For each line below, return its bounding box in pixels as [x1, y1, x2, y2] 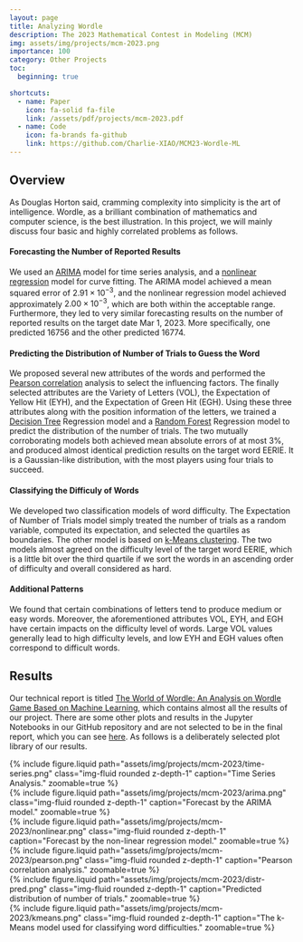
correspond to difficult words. [9, 642, 120, 653]
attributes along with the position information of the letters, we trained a [9, 407, 278, 418]
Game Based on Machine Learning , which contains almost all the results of [9, 702, 288, 713]
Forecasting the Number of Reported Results [9, 246, 181, 257]
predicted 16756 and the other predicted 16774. [9, 327, 186, 338]
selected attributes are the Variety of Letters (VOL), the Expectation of [9, 387, 270, 399]
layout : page [9, 13, 59, 23]
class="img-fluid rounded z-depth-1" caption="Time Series [53, 767, 276, 779]
